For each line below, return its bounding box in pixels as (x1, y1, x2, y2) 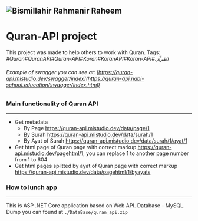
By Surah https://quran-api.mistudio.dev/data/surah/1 (23, 131, 153, 138)
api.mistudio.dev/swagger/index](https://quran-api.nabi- (6, 75, 144, 82)
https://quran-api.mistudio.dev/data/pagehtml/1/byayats (14, 169, 151, 176)
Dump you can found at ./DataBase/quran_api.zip (6, 209, 128, 216)
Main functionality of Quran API (6, 100, 98, 108)
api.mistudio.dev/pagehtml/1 (14, 150, 84, 157)
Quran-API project (6, 29, 97, 43)
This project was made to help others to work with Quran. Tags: (6, 49, 161, 56)
